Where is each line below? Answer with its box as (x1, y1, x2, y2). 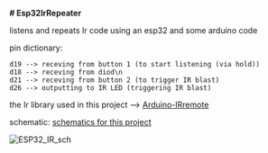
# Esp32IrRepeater (9, 8, 82, 18)
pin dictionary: (9, 42, 63, 53)
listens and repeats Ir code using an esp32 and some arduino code (9, 25, 258, 35)
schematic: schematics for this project (9, 117, 152, 127)
